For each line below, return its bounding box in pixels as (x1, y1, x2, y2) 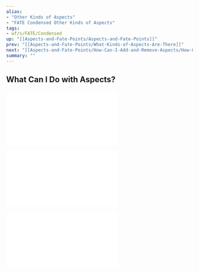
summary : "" (6, 53, 36, 59)
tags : (6, 25, 20, 31)
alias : (6, 8, 23, 15)
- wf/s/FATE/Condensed (6, 31, 62, 37)
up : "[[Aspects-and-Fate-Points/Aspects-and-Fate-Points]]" (6, 36, 158, 42)
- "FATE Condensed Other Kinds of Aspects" (6, 20, 115, 25)
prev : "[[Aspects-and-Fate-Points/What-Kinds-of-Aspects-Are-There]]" (6, 42, 184, 48)
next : (6, 47, 20, 53)
